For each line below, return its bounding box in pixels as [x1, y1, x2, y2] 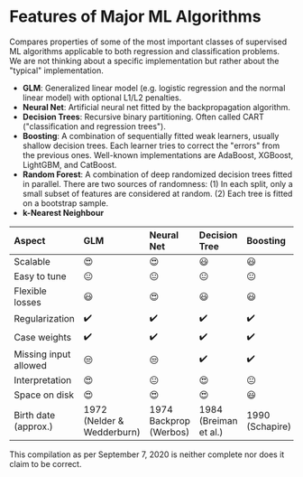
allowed [14, 359, 47, 371]
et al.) [198, 426, 224, 438]
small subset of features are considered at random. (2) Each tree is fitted [22, 188, 293, 199]
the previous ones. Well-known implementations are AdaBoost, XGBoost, [22, 149, 294, 160]
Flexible [14, 285, 47, 297]
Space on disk [14, 388, 75, 401]
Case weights [14, 332, 72, 344]
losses [14, 295, 42, 308]
